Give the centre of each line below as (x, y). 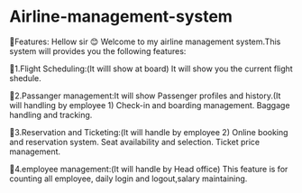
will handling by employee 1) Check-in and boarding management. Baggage (150, 105)
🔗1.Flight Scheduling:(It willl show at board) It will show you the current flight (151, 69)
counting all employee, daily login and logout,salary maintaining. (128, 179)
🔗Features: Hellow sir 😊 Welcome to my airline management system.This (145, 41)
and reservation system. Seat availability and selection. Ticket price (134, 142)
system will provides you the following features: (98, 51)
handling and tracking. (51, 115)
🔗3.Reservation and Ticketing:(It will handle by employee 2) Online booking (149, 132)
